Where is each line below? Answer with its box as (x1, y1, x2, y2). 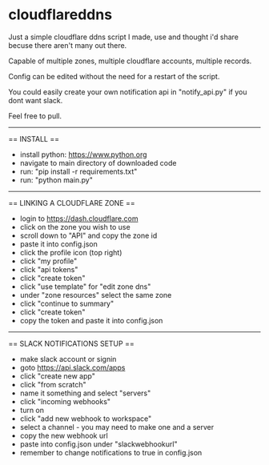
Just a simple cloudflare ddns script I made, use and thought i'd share (8, 32, 239, 42)
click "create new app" (19, 371, 96, 381)
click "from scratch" (19, 379, 86, 389)
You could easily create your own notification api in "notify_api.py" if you (8, 86, 247, 97)
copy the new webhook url (19, 431, 108, 440)
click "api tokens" (19, 264, 78, 274)
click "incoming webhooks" (19, 396, 110, 406)
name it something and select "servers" (19, 388, 151, 398)
